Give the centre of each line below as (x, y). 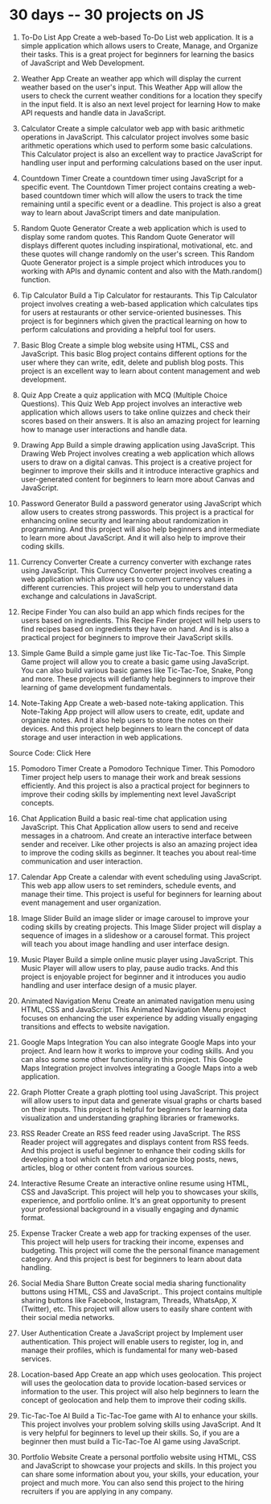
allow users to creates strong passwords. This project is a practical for (137, 512)
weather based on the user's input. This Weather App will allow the (132, 87)
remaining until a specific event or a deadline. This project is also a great (141, 204)
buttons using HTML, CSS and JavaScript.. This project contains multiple (142, 1291)
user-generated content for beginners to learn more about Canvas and (138, 479)
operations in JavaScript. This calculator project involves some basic (135, 137)
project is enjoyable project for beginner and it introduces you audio (133, 977)
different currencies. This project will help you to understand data (129, 587)
